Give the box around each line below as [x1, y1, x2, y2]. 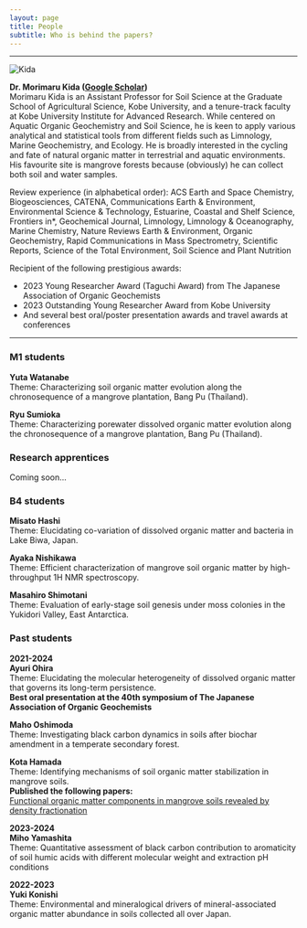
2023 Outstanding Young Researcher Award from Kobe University [22, 300, 271, 311]
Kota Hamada [9, 756, 62, 767]
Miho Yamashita [9, 832, 72, 843]
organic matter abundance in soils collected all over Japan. [9, 908, 232, 919]
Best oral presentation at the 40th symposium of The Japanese [9, 691, 255, 702]
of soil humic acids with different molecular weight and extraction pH [9, 851, 270, 862]
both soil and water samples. [9, 169, 119, 180]
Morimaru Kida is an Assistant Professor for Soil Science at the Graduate [9, 91, 283, 102]
